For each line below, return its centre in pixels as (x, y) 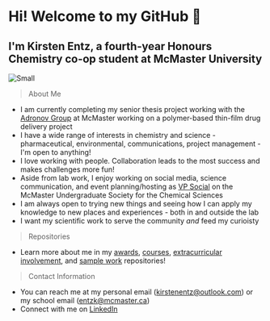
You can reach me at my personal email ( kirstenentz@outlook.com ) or (136, 292)
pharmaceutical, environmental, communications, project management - (140, 144)
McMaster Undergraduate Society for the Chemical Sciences (122, 195)
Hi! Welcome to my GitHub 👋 (105, 17)
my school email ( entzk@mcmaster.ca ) (85, 300)
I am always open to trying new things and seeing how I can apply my (136, 204)
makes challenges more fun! (67, 169)
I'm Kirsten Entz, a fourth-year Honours (110, 46)
